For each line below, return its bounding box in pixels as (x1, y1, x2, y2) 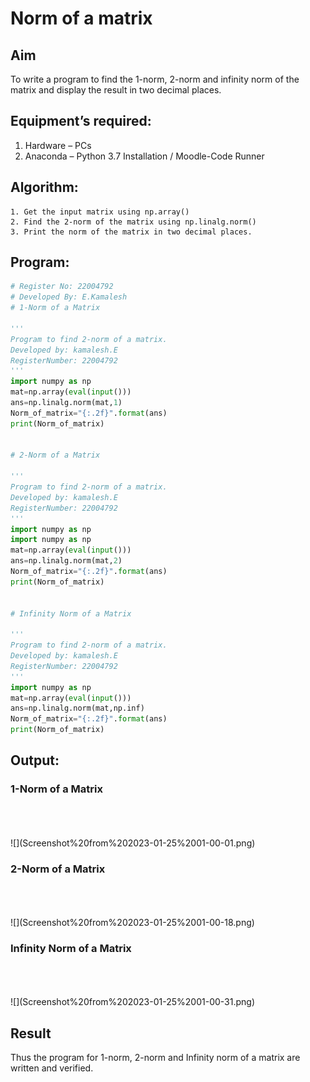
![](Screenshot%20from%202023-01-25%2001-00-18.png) (10, 917, 255, 929)
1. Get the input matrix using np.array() (10, 207, 190, 217)
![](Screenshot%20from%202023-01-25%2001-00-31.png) (10, 996, 255, 1008)
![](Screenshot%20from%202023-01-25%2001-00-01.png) (10, 837, 256, 849)
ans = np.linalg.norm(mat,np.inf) (10, 703, 145, 714)
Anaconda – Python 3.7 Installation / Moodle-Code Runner (24, 150, 265, 162)
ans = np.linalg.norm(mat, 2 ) (10, 556, 123, 566)
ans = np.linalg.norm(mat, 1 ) (10, 398, 123, 408)
